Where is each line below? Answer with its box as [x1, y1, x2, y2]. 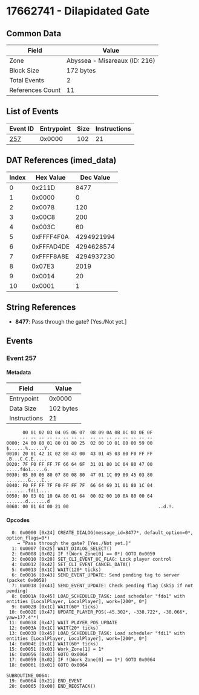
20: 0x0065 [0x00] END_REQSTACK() [8, 684, 96, 690]
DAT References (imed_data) [6, 155, 117, 166]
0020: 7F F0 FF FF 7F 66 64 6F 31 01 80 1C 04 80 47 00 [6, 461, 153, 467]
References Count [9, 86, 61, 94]
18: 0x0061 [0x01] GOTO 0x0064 [8, 662, 88, 668]
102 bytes [48, 404, 79, 413]
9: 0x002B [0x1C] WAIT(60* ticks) [11, 604, 99, 610]
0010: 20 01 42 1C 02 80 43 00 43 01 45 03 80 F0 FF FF [6, 451, 153, 457]
